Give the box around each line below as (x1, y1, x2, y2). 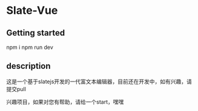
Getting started (6, 28, 65, 38)
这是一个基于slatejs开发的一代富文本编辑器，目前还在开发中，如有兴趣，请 (6, 78, 193, 85)
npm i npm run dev (6, 43, 53, 51)
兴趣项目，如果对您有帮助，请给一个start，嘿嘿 (6, 98, 124, 106)
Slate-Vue (6, 4, 58, 17)
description (6, 61, 51, 71)
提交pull (6, 85, 26, 92)
